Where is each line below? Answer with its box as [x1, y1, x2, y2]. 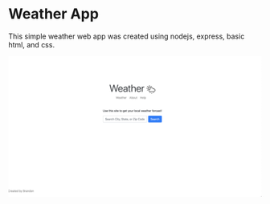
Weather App [8, 5, 99, 23]
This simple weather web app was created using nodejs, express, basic [8, 31, 245, 41]
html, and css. [8, 39, 55, 49]
